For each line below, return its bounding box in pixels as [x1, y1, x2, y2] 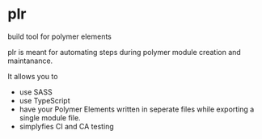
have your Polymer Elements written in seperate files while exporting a [19, 104, 255, 114]
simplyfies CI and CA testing [19, 121, 114, 131]
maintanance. [7, 56, 53, 65]
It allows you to [7, 71, 58, 81]
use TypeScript [19, 95, 70, 105]
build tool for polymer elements [7, 32, 112, 41]
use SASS [19, 86, 53, 97]
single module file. [19, 112, 82, 122]
